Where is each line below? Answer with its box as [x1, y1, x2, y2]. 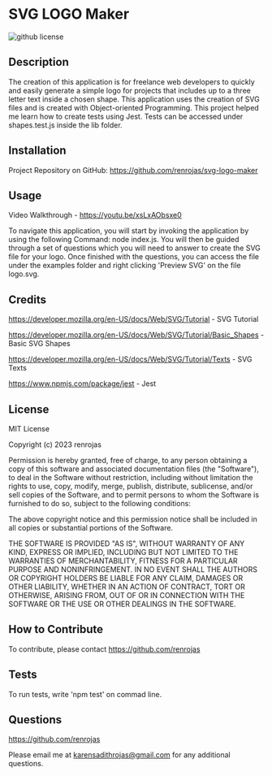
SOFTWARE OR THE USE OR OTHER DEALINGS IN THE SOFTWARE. [8, 599, 236, 609]
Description [8, 55, 69, 69]
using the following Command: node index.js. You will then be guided [8, 235, 240, 245]
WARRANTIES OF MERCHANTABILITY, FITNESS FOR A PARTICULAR [8, 556, 238, 566]
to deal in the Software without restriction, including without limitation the [8, 473, 253, 482]
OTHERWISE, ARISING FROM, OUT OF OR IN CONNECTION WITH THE [8, 591, 245, 600]
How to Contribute [8, 622, 104, 636]
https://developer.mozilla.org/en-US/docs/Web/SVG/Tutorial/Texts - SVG [8, 354, 253, 364]
